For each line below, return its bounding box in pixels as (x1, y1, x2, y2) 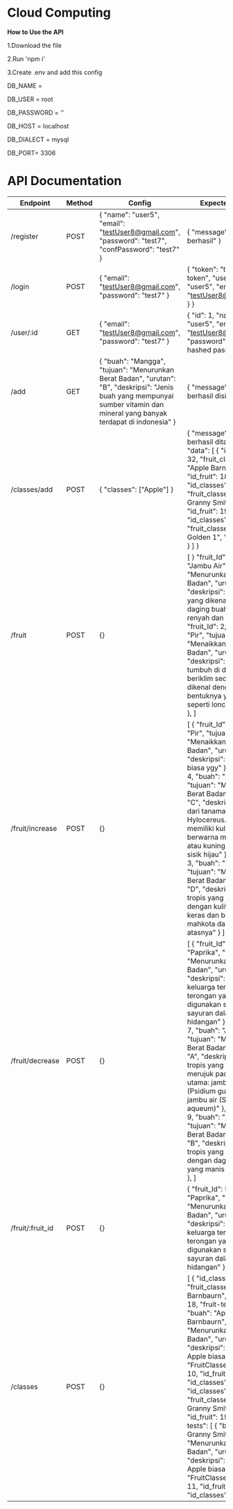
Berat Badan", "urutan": (99, 373, 176, 383)
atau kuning (187, 840, 225, 850)
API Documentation (7, 173, 122, 189)
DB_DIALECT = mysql (7, 135, 69, 144)
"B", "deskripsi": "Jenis (99, 382, 174, 392)
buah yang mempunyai (99, 390, 174, 400)
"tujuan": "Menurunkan (99, 365, 175, 374)
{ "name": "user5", (99, 209, 159, 219)
